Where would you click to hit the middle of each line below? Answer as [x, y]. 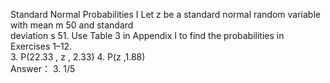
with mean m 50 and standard [72, 25]
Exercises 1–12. [41, 46]
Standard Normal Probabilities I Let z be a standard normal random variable [165, 14]
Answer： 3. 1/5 [43, 68]
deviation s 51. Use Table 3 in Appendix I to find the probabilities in [147, 35]
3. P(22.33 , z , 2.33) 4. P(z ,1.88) [78, 57]
